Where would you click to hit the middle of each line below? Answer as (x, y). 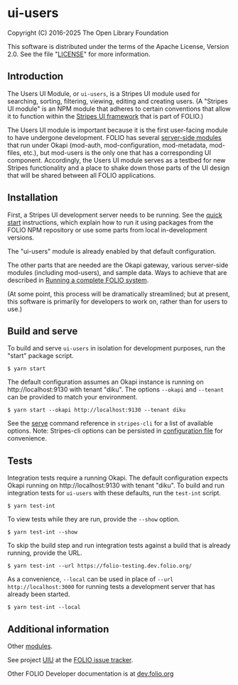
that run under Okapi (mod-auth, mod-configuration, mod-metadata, (108, 145)
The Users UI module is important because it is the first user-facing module (118, 130)
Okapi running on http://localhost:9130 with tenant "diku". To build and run (116, 485)
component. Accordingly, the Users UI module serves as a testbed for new (117, 160)
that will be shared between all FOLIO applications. (82, 175)
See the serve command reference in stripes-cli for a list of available (110, 424)
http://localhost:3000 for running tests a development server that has (111, 587)
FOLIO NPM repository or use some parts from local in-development (107, 230)
